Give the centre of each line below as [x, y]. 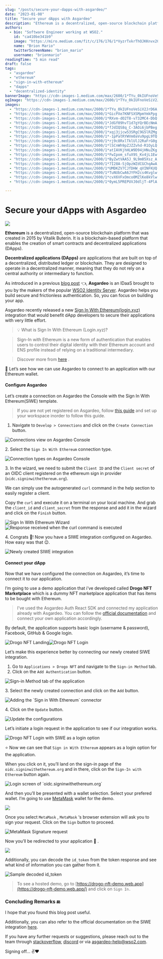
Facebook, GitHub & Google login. [39, 633]
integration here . [22, 927]
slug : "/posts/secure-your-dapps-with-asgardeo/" [56, 10]
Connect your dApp [25, 563]
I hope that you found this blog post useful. [48, 912]
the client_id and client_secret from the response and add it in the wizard [81, 508]
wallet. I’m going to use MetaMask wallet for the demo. [60, 799]
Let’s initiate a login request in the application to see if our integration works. [81, 728]
